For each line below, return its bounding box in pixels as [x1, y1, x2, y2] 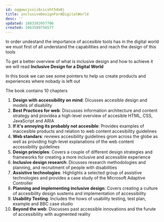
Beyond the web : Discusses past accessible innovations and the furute [12, 206, 156, 212]
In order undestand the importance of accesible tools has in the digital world [5, 39, 159, 44]
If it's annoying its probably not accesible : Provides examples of [12, 123, 144, 129]
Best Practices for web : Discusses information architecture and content [12, 108, 158, 114]
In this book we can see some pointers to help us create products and [5, 73, 146, 79]
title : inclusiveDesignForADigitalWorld [5, 12, 89, 17]
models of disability [12, 102, 53, 108]
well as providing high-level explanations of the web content [12, 139, 134, 144]
